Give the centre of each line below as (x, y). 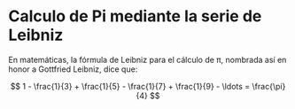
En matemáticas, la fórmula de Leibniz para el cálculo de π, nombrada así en (147, 59)
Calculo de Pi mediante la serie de (135, 16)
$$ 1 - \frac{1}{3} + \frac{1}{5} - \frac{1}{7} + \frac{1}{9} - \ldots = (130, 86)
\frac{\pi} (269, 86)
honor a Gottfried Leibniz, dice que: (73, 69)
